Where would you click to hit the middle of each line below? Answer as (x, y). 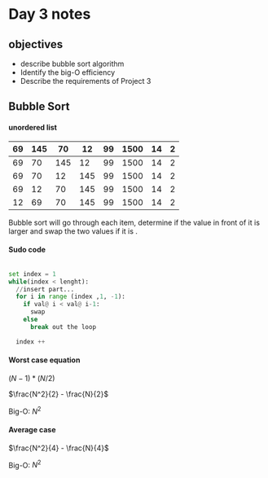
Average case (32, 430)
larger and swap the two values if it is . (73, 231)
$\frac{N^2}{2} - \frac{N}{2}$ (59, 394)
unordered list (33, 127)
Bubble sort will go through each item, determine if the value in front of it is (134, 222)
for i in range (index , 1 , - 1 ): (71, 297)
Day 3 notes (50, 14)
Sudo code (27, 250)
